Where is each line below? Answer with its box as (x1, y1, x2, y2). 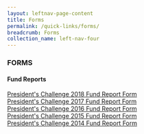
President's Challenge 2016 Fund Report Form (7, 105, 137, 113)
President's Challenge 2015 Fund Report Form (7, 112, 137, 120)
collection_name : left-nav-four (7, 36, 99, 42)
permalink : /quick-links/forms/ (7, 23, 99, 29)
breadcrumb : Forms (7, 29, 60, 36)
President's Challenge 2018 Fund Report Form (7, 90, 137, 98)
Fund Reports (7, 75, 47, 83)
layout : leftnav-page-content (7, 10, 94, 17)
